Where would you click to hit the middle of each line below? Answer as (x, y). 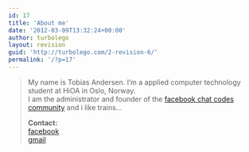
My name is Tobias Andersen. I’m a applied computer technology (134, 82)
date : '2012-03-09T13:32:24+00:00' (67, 30)
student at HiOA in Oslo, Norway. (82, 90)
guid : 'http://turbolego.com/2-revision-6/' (83, 52)
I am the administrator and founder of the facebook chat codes (131, 99)
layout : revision (37, 45)
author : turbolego (39, 38)
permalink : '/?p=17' (43, 60)
